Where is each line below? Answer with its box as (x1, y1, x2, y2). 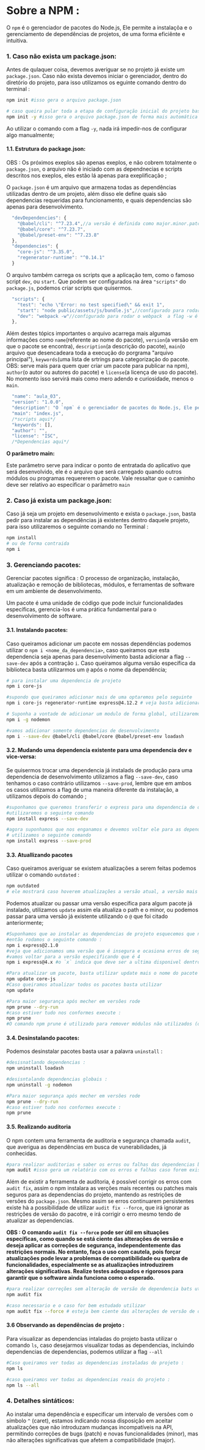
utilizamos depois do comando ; (6, 792, 87, 800)
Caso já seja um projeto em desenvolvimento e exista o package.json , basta (6, 510, 196, 517)
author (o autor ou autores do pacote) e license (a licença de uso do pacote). (6, 368, 198, 376)
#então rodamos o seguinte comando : (6, 936, 103, 942)
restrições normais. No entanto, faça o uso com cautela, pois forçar (6, 1248, 181, 1255)
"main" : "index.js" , (12, 410, 64, 417)
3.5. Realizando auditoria (6, 1123, 71, 1130)
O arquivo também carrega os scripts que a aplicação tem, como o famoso (6, 271, 195, 278)
